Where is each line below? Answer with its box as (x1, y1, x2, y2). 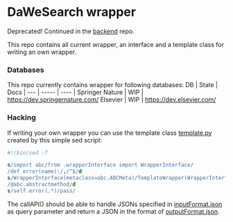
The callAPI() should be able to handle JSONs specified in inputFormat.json (7, 200, 223, 208)
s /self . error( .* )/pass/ (7, 187, 76, 194)
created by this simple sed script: (7, 136, 103, 144)
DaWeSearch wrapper (7, 4, 137, 20)
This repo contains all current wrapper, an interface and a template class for (7, 40, 224, 48)
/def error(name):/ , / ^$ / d (7, 168, 82, 175)
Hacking (7, 113, 36, 122)
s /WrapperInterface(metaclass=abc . (7, 174, 110, 182)
